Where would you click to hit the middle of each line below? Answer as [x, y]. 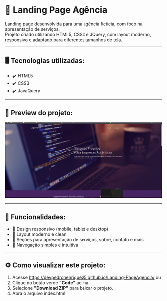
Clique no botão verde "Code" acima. [51, 282]
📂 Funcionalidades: [36, 217]
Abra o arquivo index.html [39, 293]
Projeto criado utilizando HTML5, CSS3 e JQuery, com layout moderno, [78, 34]
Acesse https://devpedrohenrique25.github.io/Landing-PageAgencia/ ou [86, 277]
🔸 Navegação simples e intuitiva [45, 245]
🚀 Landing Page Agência [56, 10]
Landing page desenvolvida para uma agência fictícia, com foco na [74, 24]
